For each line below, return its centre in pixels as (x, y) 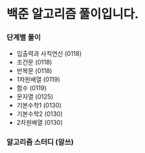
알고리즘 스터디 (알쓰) (40, 142)
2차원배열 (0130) (40, 123)
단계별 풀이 (24, 37)
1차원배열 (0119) (38, 79)
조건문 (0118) (34, 62)
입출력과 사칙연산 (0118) (49, 54)
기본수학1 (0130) (39, 105)
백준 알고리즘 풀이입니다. (72, 14)
